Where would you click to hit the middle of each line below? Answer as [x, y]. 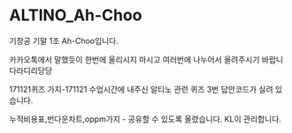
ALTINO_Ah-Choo [76, 15]
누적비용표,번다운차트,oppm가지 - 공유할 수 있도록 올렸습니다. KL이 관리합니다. [145, 119]
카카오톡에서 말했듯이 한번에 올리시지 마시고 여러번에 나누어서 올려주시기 [134, 59]
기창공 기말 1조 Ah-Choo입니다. [64, 41]
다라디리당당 [31, 70]
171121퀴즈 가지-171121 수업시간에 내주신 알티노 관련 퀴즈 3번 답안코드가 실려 [141, 89]
